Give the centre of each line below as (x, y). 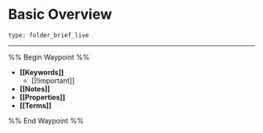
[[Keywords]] (41, 72)
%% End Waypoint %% (46, 120)
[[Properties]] (42, 97)
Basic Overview (60, 14)
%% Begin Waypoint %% (49, 57)
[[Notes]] (35, 88)
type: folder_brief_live (49, 35)
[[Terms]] (35, 105)
